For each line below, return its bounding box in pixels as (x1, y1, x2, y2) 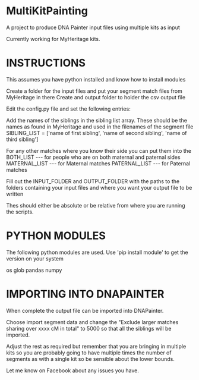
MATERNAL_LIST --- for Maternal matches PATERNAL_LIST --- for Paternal (6, 159, 191, 167)
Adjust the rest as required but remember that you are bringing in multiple (6, 343, 187, 350)
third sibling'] (6, 136, 39, 143)
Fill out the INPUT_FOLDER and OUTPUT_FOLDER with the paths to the (6, 177, 180, 185)
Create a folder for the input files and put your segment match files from (6, 87, 183, 95)
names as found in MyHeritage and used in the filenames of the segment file (6, 123, 194, 130)
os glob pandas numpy (6, 266, 62, 274)
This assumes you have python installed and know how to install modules (6, 76, 186, 83)
